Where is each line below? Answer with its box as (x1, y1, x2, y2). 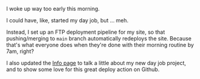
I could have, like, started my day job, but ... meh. (6, 17, 129, 24)
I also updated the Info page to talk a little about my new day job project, (6, 60, 186, 66)
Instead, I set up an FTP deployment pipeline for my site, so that (6, 28, 165, 36)
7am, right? (6, 48, 34, 55)
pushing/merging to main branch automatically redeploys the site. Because (6, 35, 192, 42)
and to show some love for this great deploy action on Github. (6, 66, 160, 73)
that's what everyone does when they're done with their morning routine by (6, 42, 195, 48)
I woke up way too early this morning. (6, 5, 100, 12)
